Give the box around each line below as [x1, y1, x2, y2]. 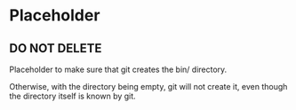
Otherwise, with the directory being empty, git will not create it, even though [9, 82, 288, 91]
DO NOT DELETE [9, 41, 102, 56]
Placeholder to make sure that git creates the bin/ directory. [9, 64, 228, 75]
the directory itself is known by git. [9, 90, 136, 101]
